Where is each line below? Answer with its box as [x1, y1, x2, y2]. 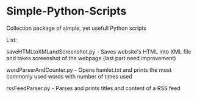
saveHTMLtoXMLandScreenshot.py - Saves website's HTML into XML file [6, 47, 192, 55]
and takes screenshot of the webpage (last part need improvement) [6, 54, 176, 61]
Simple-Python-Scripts [6, 4, 127, 18]
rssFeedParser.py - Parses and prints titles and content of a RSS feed [6, 84, 181, 92]
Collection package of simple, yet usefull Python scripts [6, 24, 146, 32]
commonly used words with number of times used [6, 72, 132, 80]
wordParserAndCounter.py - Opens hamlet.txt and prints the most [6, 66, 172, 74]
